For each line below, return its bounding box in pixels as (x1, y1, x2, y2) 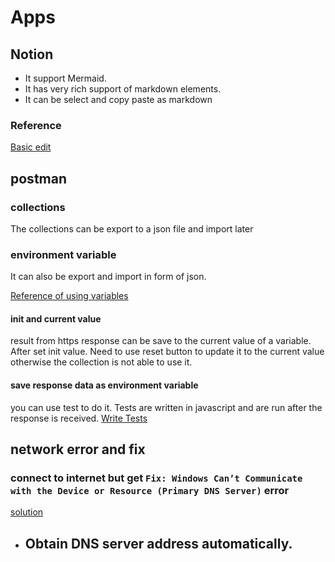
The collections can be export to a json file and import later (10, 222, 254, 235)
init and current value (10, 312, 102, 325)
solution (10, 506, 44, 518)
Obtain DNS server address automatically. (24, 535, 293, 552)
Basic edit (10, 141, 52, 153)
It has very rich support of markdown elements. (24, 83, 222, 95)
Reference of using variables (10, 290, 129, 302)
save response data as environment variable (10, 379, 199, 391)
